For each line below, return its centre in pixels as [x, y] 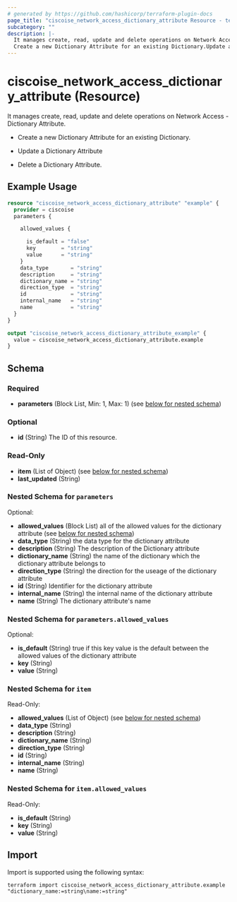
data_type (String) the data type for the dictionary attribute [103, 541]
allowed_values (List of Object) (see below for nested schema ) [109, 718]
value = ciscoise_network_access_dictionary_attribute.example [108, 339]
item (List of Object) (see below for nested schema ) [93, 471]
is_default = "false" [58, 242]
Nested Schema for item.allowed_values [77, 789]
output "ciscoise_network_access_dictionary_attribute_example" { [107, 333]
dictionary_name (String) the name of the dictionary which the [109, 555]
